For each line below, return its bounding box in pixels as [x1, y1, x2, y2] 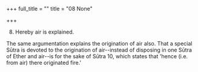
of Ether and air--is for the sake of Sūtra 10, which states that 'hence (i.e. [6, 53, 188, 59]
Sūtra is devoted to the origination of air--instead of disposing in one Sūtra [6, 46, 193, 53]
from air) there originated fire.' [6, 59, 82, 66]
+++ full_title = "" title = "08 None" [6, 5, 93, 12]
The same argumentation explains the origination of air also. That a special [6, 40, 193, 47]
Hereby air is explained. [15, 28, 74, 35]
